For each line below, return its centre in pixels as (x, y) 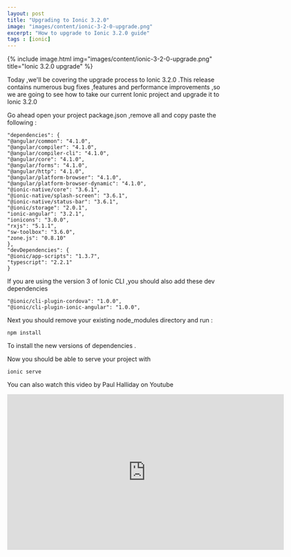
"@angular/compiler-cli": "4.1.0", (58, 154)
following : (22, 122)
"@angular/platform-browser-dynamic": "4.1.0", (77, 184)
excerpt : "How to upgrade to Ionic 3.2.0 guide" (78, 33)
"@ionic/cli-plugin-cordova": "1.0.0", (65, 302)
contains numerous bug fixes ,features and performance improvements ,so (114, 87)
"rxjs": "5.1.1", (32, 226)
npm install (24, 333)
